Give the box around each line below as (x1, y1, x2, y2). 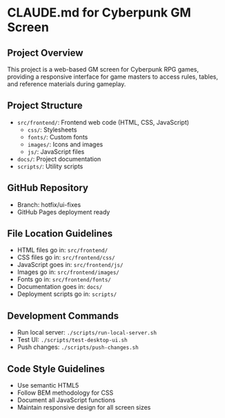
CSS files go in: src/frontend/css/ (17, 253, 115, 261)
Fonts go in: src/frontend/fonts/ (17, 275, 112, 283)
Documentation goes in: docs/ (17, 283, 103, 291)
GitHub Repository (7, 182, 88, 194)
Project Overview (7, 47, 84, 59)
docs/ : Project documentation (17, 155, 101, 163)
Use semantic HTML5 (17, 381, 79, 390)
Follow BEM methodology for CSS (17, 388, 114, 397)
